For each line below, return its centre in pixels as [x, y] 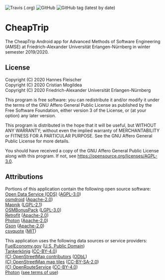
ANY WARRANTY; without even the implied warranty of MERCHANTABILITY [82, 130]
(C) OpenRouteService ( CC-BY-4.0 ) [42, 267]
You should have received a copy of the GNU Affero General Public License [82, 150]
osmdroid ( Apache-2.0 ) [29, 199]
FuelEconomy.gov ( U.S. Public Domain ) [45, 246]
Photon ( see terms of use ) [32, 272]
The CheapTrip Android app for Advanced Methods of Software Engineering [83, 41]
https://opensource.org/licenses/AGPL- [117, 156]
